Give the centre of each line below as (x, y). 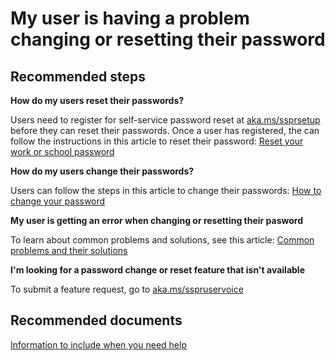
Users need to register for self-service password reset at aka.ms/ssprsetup (165, 120)
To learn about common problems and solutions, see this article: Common (162, 240)
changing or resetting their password (168, 39)
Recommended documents (96, 320)
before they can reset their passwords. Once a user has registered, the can (165, 130)
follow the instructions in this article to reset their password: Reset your (157, 141)
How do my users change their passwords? (102, 171)
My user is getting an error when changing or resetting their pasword (157, 220)
